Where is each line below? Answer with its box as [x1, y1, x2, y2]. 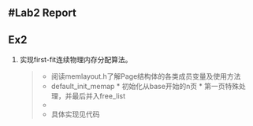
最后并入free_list [72, 91, 126, 101]
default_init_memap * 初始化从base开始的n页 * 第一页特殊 [50, 82, 240, 91]
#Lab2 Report [8, 6, 76, 20]
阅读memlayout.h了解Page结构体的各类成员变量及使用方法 [50, 72, 241, 81]
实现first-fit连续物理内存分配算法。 [19, 55, 132, 65]
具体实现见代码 [50, 109, 100, 119]
